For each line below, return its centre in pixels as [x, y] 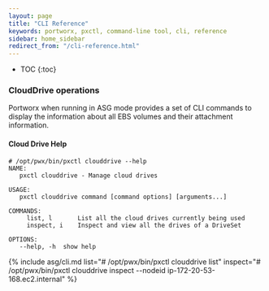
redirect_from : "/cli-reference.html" [74, 46]
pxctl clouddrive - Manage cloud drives [89, 176]
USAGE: [20, 189]
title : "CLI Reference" [49, 24]
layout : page [30, 16]
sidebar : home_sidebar [47, 39]
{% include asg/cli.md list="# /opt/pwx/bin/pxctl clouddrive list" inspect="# [135, 262]
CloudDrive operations [54, 90]
